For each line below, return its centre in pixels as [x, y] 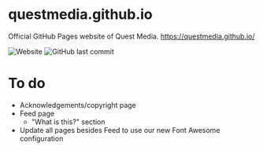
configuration [41, 138]
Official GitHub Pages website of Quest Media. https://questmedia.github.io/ [131, 36]
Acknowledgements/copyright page [78, 105]
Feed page [37, 113]
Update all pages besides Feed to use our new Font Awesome [120, 130]
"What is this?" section [68, 122]
